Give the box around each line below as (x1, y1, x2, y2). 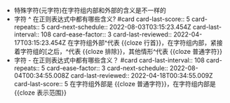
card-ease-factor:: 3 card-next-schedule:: (46, 64, 168, 72)
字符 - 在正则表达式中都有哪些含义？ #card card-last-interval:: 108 (13, 56, 205, 64)
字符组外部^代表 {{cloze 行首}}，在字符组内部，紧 (73, 39, 217, 47)
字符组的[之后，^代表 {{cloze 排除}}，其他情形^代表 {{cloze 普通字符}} (20, 48, 223, 55)
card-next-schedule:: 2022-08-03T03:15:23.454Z (46, 23, 191, 31)
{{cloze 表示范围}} (13, 88, 67, 97)
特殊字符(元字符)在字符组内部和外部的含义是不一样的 (13, 6, 167, 14)
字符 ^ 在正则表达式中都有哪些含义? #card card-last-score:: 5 (13, 15, 191, 23)
